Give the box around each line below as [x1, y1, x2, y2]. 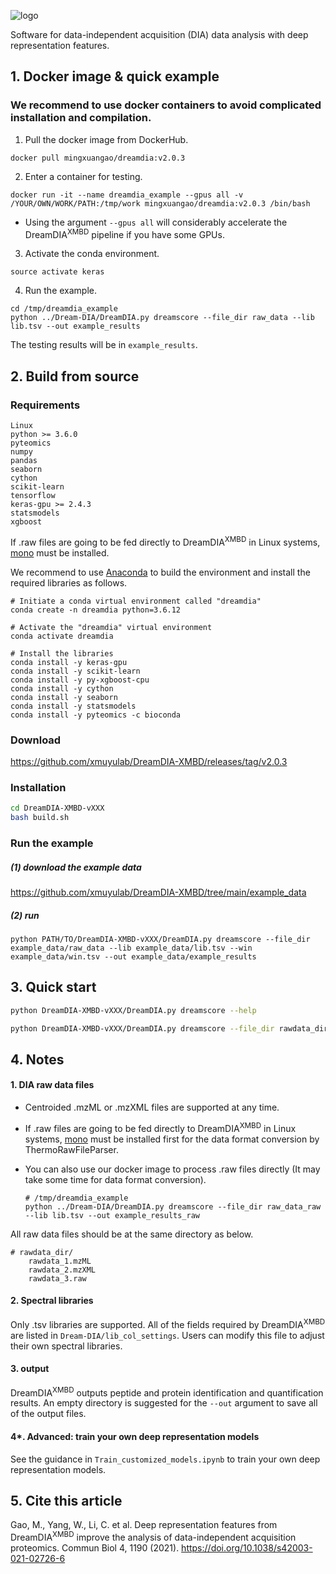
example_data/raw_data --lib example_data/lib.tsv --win [10, 943, 253, 953]
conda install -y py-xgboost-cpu [10, 675, 150, 685]
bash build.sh [10, 813, 70, 823]
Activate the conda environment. [24, 248, 160, 260]
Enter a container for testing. [24, 170, 143, 182]
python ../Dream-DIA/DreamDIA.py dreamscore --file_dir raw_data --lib [10, 313, 315, 323]
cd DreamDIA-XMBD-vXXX [10, 803, 105, 814]
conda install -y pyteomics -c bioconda [10, 710, 182, 720]
